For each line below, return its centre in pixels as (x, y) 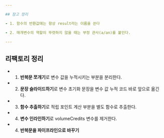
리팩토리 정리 (24, 59)
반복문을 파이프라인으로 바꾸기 (50, 130)
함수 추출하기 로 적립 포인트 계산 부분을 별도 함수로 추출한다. (78, 107)
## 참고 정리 (17, 14)
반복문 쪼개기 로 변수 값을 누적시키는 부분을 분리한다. (71, 77)
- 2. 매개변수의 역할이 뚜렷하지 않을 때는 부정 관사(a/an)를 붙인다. (68, 33)
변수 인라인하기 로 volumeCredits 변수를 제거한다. (68, 119)
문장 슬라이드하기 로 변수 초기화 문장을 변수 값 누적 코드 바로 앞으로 (85, 89)
